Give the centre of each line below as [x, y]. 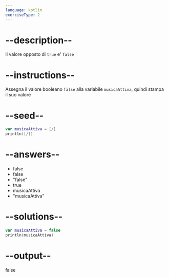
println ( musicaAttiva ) [29, 235]
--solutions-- [34, 217]
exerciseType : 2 [23, 15]
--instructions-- [40, 75]
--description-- [39, 40]
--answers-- [33, 155]
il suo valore [18, 95]
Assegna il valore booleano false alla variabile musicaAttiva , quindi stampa [85, 89]
